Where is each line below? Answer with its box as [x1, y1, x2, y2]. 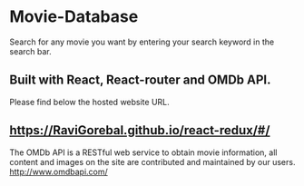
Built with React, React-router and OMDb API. [9, 73, 271, 88]
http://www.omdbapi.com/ [9, 166, 109, 177]
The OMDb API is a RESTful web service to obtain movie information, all [9, 147, 278, 158]
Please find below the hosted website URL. [9, 96, 170, 107]
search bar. [9, 45, 52, 56]
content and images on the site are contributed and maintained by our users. [9, 156, 296, 167]
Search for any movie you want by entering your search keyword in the [9, 36, 275, 47]
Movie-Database [9, 6, 139, 27]
